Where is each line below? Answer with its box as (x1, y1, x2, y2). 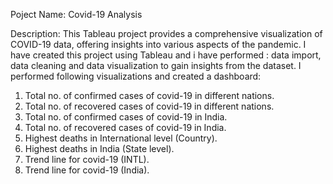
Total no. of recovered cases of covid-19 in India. (24, 122, 227, 133)
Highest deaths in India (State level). (24, 143, 175, 154)
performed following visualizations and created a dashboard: (10, 70, 262, 82)
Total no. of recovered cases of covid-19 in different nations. (24, 100, 275, 112)
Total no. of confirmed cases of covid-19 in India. (24, 111, 228, 123)
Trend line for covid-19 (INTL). (24, 154, 150, 165)
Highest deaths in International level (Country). (24, 132, 218, 144)
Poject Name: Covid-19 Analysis (10, 9, 143, 20)
